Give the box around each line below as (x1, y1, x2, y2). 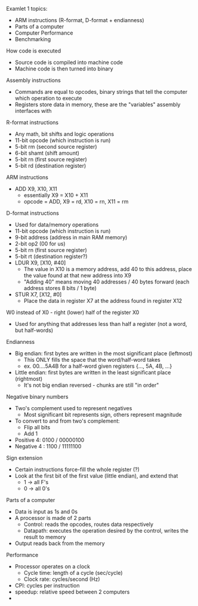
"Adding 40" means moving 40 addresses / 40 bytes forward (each (23, 278, 190, 285)
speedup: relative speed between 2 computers (14, 588, 130, 595)
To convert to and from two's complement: (14, 417, 120, 424)
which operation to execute (14, 95, 82, 101)
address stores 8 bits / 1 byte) (23, 285, 97, 291)
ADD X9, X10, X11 (14, 185, 58, 192)
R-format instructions (6, 119, 58, 126)
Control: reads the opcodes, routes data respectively (23, 521, 154, 528)
